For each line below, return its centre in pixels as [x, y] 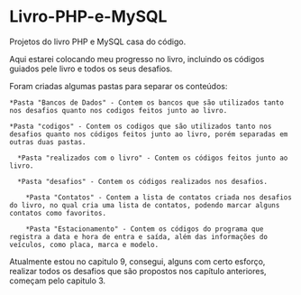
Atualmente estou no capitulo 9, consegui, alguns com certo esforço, [137, 261]
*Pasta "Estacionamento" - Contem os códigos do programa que [145, 229]
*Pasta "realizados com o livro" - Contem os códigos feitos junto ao [153, 158]
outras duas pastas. [48, 142]
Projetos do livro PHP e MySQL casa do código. [98, 41]
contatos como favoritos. [58, 213]
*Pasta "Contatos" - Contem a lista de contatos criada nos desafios [159, 197]
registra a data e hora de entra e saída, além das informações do [139, 236]
